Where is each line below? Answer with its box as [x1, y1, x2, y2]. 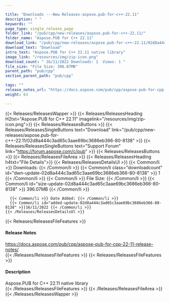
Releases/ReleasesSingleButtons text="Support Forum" [5, 143, 121, 149]
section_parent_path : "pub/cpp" [5, 73, 73, 79]
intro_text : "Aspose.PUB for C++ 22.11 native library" [5, 49, 125, 55]
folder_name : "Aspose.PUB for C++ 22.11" [5, 36, 94, 41]
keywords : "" [5, 21, 33, 26]
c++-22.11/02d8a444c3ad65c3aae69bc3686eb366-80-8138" [5, 137, 135, 143]
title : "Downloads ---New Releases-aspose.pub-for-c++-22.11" [5, 12, 139, 17]
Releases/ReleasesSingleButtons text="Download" [5, 127, 111, 133]
